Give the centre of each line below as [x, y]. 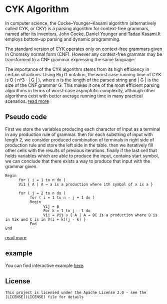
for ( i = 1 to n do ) [42, 180]
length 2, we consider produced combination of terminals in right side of [80, 139]
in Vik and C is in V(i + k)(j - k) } [45, 219]
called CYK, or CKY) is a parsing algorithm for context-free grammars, [77, 28]
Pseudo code [26, 117]
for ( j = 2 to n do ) [42, 193]
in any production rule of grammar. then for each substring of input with [79, 134]
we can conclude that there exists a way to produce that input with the [78, 161]
